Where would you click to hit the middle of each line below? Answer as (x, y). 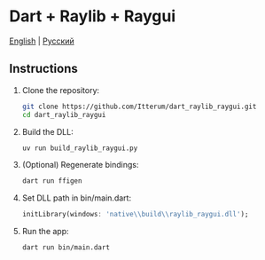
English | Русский (42, 41)
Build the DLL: (47, 131)
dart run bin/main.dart (66, 248)
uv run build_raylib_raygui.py (80, 148)
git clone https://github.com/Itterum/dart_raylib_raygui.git (139, 106)
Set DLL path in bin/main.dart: (76, 198)
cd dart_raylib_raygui (64, 114)
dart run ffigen (52, 181)
